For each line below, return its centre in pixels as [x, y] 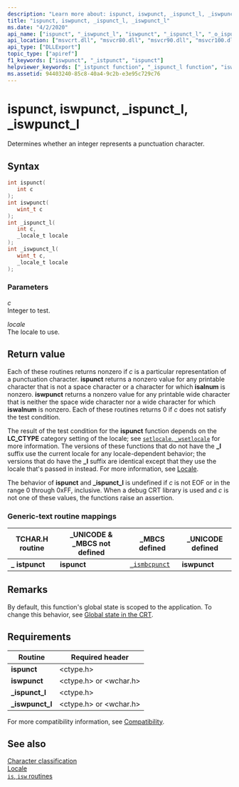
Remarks [28, 590]
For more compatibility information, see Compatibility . [86, 721]
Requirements [39, 637]
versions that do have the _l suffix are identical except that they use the [112, 461]
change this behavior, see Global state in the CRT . [80, 614]
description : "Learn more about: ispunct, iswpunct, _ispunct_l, [106, 14]
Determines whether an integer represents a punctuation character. [106, 144]
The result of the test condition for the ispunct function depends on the [112, 431]
